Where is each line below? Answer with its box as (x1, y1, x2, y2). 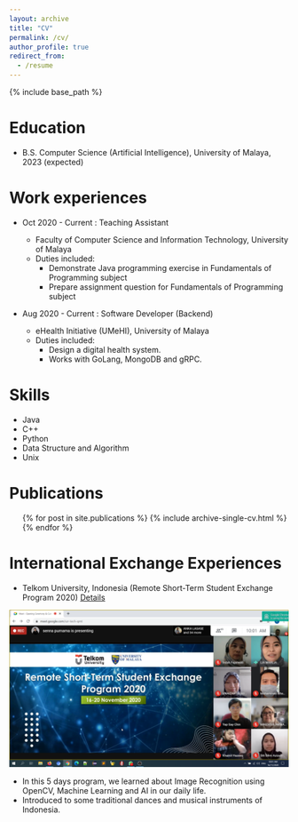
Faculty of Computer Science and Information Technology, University (35, 234, 289, 244)
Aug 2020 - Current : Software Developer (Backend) (21, 307, 214, 319)
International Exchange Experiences (9, 553, 282, 573)
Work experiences (9, 188, 148, 208)
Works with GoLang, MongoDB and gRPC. (48, 354, 202, 364)
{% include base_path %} (9, 87, 103, 97)
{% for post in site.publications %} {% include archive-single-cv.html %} (21, 512, 287, 523)
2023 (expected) (21, 156, 84, 167)
